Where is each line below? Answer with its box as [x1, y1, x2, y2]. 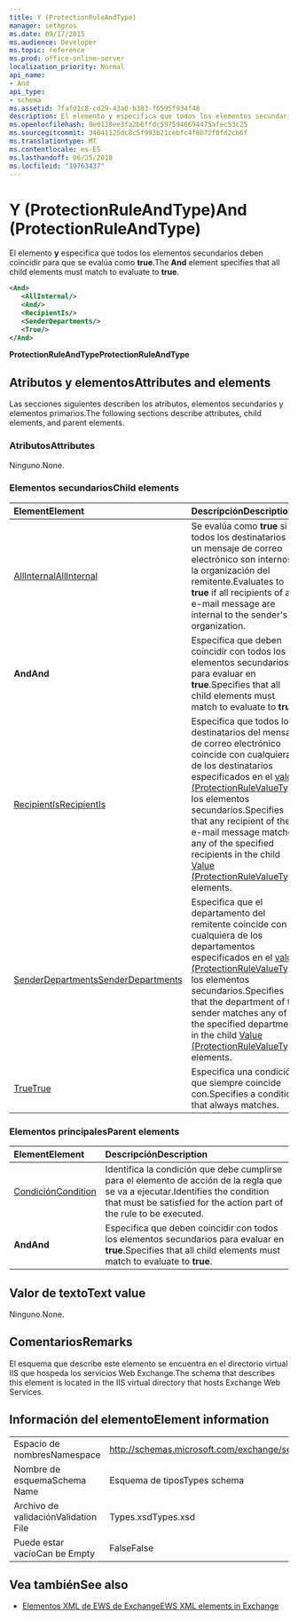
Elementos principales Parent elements [9, 1125, 180, 1137]
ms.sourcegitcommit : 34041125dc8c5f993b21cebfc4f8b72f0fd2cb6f [9, 129, 248, 138]
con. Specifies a [191, 1088, 255, 1100]
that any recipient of [191, 814, 275, 827]
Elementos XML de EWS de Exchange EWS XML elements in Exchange [21, 1600, 279, 1611]
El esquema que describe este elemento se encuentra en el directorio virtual [9, 1358, 288, 1369]
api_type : [9, 87, 46, 96]
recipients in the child [191, 848, 281, 861]
